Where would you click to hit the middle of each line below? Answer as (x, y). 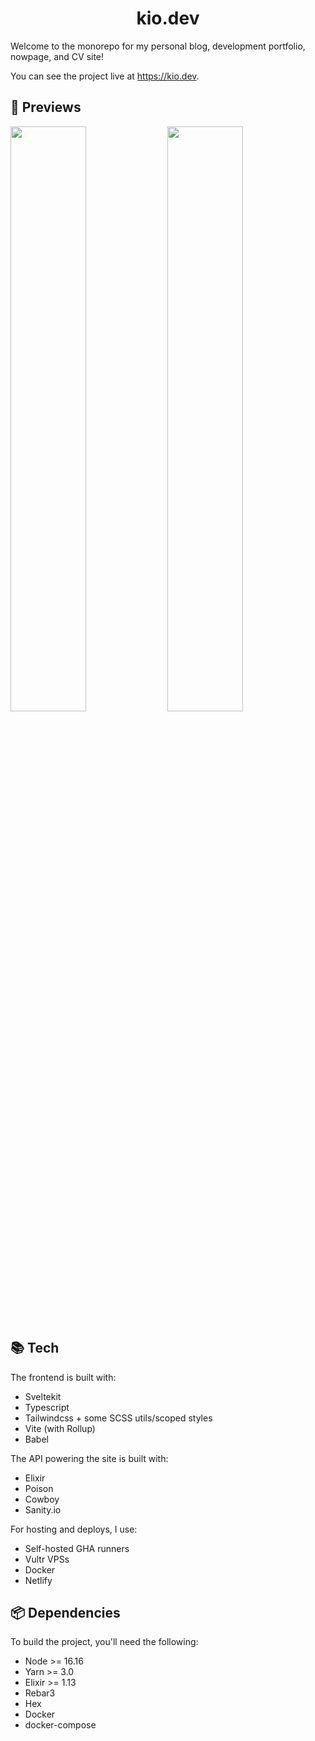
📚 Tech (35, 1348)
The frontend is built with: (63, 1377)
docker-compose (60, 1725)
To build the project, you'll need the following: (104, 1642)
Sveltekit (43, 1396)
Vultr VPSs (47, 1559)
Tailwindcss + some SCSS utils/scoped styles (118, 1418)
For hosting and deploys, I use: (74, 1529)
